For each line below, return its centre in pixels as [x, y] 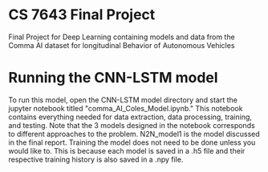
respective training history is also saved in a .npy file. [96, 159]
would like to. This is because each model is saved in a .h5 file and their [127, 150]
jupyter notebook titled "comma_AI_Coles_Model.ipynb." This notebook [126, 108]
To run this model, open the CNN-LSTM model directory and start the [123, 100]
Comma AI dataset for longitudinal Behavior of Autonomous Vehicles [122, 45]
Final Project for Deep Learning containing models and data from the [122, 37]
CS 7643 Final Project [82, 15]
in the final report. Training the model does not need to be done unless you [132, 142]
